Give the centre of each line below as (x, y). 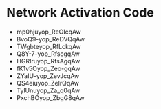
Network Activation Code (80, 13)
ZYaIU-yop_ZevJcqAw (48, 76)
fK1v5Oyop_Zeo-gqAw (48, 68)
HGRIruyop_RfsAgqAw (48, 61)
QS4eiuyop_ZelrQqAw (48, 83)
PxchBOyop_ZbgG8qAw (50, 97)
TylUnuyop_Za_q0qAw (48, 90)
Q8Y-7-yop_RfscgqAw (48, 54)
